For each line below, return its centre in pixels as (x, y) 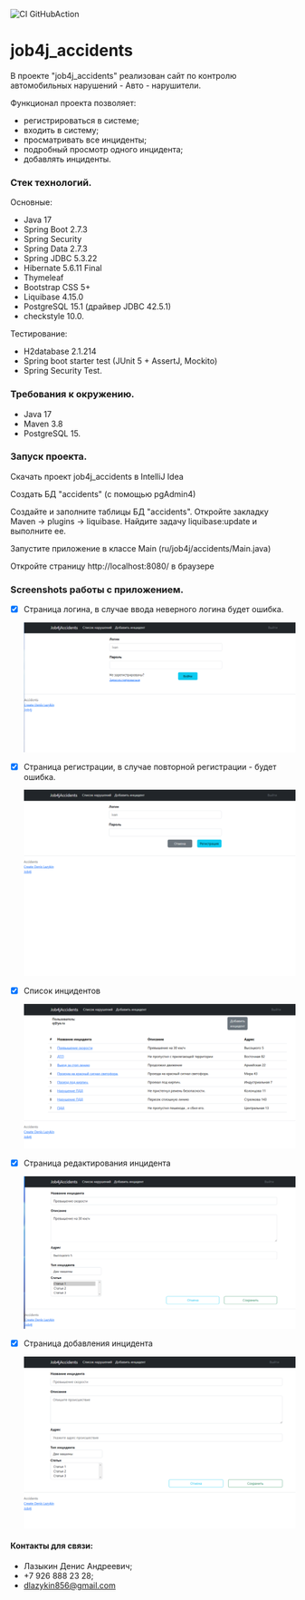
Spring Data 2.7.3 (56, 249)
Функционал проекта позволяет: (73, 102)
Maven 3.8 (43, 424)
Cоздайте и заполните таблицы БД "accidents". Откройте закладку (140, 512)
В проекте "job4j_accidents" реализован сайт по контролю (124, 75)
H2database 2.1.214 (60, 351)
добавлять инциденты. (67, 159)
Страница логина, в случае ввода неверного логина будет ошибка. (153, 610)
